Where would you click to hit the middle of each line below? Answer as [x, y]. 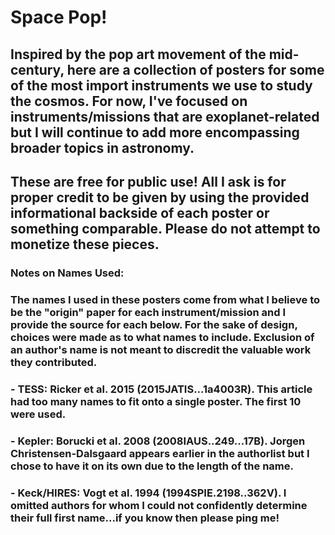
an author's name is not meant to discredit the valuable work [161, 349]
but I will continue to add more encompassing [155, 132]
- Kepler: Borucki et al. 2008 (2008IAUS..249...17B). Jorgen [158, 441]
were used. [38, 414]
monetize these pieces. [85, 244]
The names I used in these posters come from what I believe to [165, 299]
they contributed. [54, 362]
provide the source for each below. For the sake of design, [154, 324]
